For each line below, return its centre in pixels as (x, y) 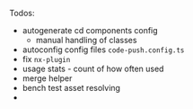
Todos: (22, 13)
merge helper (47, 78)
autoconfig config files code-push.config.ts (103, 50)
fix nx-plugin (46, 59)
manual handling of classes (86, 40)
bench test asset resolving (71, 88)
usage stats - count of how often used (93, 68)
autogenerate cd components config (90, 30)
